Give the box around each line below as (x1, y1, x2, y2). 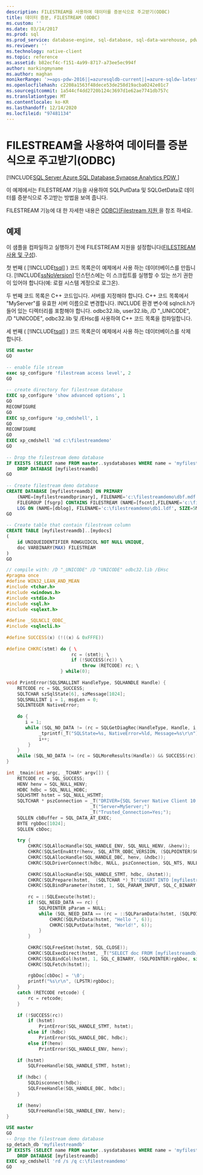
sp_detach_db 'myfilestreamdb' (6, 1141, 85, 1148)
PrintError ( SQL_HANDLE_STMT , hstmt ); (38, 1023, 134, 1029)
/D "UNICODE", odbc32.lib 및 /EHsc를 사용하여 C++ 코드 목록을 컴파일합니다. (6, 315, 192, 322)
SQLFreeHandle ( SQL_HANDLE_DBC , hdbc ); (28, 1085, 126, 1091)
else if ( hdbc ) (28, 1029, 66, 1036)
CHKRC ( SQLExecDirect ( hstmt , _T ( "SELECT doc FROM (28, 950, 153, 956)
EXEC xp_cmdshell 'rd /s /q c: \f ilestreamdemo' (6, 1159, 129, 1165)
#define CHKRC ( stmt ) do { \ (6, 646, 77, 652)
